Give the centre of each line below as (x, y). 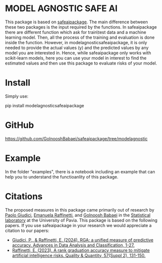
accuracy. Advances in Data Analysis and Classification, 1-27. (73, 245)
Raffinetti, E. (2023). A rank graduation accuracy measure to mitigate (81, 250)
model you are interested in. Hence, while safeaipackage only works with (78, 53)
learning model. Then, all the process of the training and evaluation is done (80, 37)
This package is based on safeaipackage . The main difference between (76, 22)
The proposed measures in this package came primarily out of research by (80, 210)
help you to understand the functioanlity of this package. (62, 177)
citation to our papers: (27, 230)
